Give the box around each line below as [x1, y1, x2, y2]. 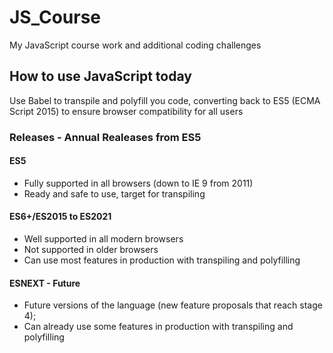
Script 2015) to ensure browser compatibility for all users [9, 105, 244, 117]
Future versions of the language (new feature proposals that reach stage [23, 299, 323, 311]
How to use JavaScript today [9, 68, 192, 85]
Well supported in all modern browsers [23, 233, 184, 245]
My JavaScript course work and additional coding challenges [9, 39, 262, 51]
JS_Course [9, 6, 102, 29]
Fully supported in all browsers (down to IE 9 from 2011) [23, 177, 254, 189]
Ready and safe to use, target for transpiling [23, 187, 206, 200]
